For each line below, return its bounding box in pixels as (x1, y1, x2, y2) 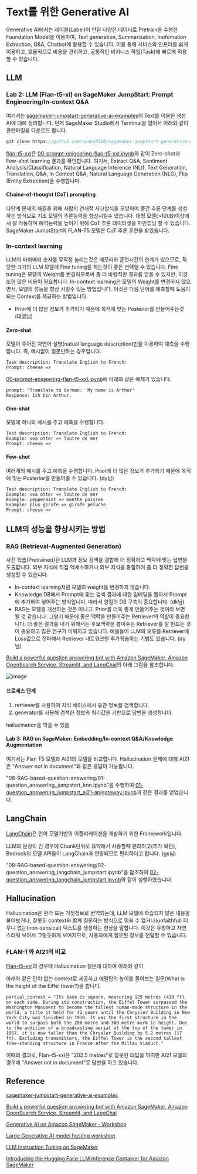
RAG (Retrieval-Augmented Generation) (6, 542, 122, 550)
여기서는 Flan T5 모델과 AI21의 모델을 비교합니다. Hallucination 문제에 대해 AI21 (6, 755, 189, 762)
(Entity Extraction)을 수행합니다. (6, 177, 81, 184)
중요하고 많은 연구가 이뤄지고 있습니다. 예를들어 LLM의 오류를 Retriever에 (21, 628, 189, 635)
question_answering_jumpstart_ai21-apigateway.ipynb (6, 788, 137, 795)
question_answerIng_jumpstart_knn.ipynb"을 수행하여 (6, 781, 134, 788)
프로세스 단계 (6, 687, 36, 694)
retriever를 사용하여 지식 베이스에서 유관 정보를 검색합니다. (14, 701, 150, 708)
